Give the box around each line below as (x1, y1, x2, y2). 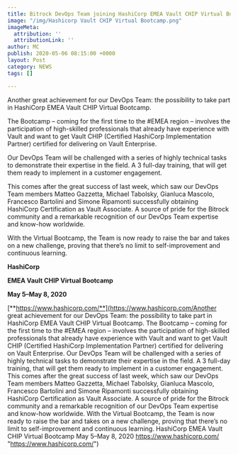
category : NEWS (7, 63, 52, 70)
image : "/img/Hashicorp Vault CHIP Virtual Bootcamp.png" (7, 17, 182, 24)
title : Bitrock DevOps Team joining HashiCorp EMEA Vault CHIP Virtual (7, 10, 223, 18)
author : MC (7, 43, 40, 50)
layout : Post (7, 57, 46, 64)
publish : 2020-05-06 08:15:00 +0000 (7, 50, 115, 57)
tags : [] (7, 70, 33, 77)
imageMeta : (7, 23, 40, 31)
